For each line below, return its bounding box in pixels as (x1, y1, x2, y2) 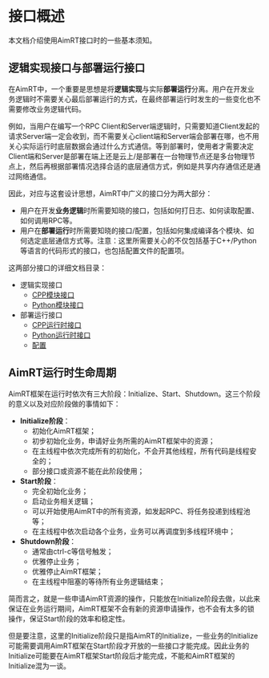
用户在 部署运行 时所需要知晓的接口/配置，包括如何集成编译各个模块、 (19, 226, 247, 235)
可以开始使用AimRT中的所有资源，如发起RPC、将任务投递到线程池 (31, 506, 251, 516)
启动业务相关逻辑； (31, 496, 96, 506)
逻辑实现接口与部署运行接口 (8, 61, 146, 75)
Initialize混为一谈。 (8, 660, 70, 671)
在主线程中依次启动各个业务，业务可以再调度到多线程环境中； (31, 526, 236, 536)
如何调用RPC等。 (19, 215, 77, 225)
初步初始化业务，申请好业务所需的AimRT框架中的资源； (31, 435, 216, 446)
